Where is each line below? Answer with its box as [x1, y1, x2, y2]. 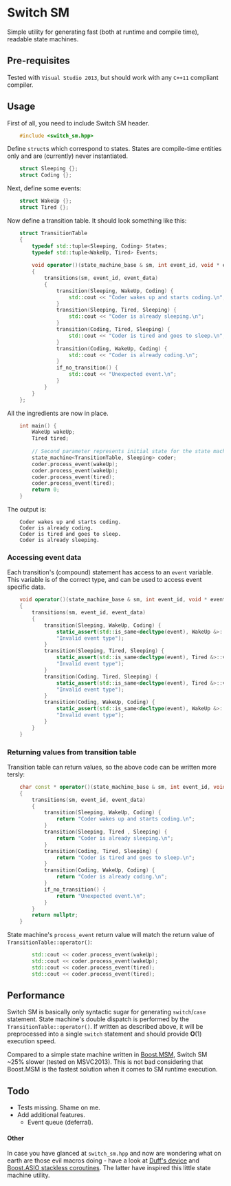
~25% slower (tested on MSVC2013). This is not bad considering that [7, 1058, 203, 1066]
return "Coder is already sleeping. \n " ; [56, 834, 174, 842]
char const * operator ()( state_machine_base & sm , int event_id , [19, 783, 211, 790]
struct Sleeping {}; [19, 165, 78, 172]
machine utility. [7, 1171, 50, 1180]
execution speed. [7, 1037, 56, 1045]
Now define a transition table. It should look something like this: [7, 216, 187, 225]
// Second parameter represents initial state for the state [32, 448, 211, 455]
